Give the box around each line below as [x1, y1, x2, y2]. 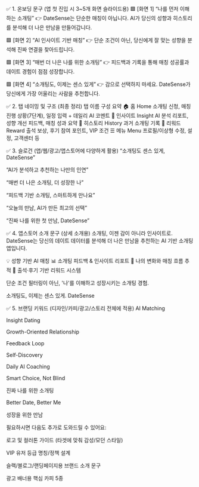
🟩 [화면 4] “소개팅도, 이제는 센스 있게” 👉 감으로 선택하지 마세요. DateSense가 [6, 81, 191, 88]
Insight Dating [6, 317, 41, 324]
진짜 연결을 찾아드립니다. [17, 46, 75, 53]
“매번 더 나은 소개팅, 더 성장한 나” [6, 179, 84, 186]
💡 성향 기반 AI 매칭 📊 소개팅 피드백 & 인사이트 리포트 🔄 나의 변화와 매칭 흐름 [6, 258, 184, 264]
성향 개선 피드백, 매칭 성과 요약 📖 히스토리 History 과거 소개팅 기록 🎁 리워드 [6, 120, 181, 127]
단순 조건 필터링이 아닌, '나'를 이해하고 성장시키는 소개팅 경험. [6, 280, 149, 286]
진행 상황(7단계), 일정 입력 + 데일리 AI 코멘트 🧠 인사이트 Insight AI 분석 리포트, [6, 112, 189, 119]
